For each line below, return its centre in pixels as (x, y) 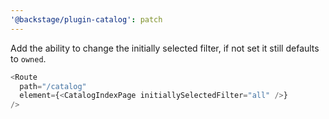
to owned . (28, 58)
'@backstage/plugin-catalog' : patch (86, 19)
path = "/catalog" (53, 86)
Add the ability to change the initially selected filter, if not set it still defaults (165, 48)
